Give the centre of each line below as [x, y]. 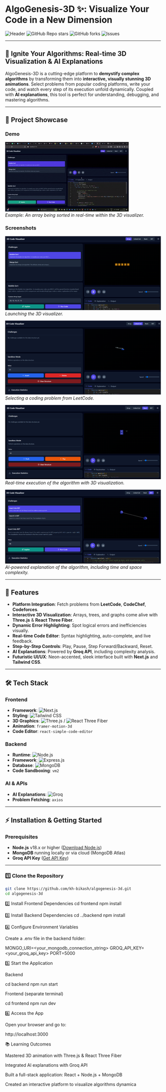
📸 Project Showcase [37, 120]
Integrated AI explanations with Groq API [46, 1065]
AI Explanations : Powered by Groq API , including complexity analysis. [84, 652]
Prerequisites [21, 837]
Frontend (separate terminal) [34, 994]
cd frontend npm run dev [30, 1003]
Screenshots [21, 228]
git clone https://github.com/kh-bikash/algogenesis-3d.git [68, 889]
